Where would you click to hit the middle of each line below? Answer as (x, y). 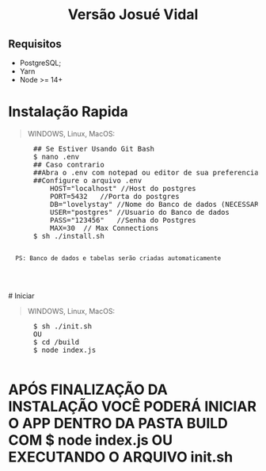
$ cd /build (56, 342)
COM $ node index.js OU (90, 440)
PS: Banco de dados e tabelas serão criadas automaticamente (118, 258)
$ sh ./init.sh (63, 326)
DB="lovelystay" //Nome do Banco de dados (134, 204)
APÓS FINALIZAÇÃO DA (88, 390)
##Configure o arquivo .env (87, 180)
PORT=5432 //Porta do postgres (115, 196)
